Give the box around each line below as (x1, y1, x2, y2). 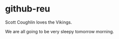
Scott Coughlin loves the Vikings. (5, 19, 72, 25)
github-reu (5, 3, 51, 14)
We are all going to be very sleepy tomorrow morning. (5, 28, 114, 34)
